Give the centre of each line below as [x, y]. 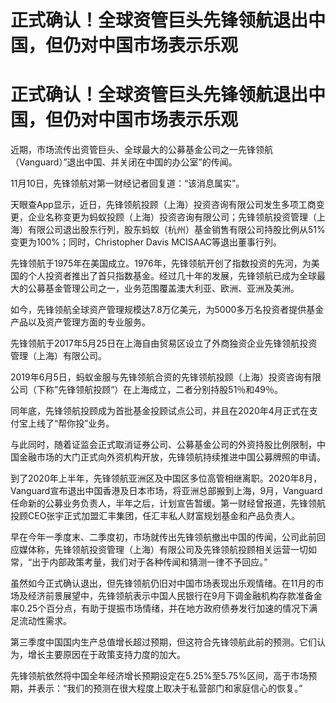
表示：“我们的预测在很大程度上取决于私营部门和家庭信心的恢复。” [169, 688]
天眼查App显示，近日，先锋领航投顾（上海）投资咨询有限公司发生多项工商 [163, 205]
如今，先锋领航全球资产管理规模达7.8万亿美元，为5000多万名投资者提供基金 [167, 310]
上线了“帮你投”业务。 [71, 423]
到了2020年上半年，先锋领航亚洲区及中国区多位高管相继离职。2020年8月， [166, 478]
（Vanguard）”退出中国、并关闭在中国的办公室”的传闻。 [124, 162]
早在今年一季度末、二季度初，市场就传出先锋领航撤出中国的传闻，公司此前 [163, 537]
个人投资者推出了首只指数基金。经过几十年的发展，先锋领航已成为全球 [172, 276]
